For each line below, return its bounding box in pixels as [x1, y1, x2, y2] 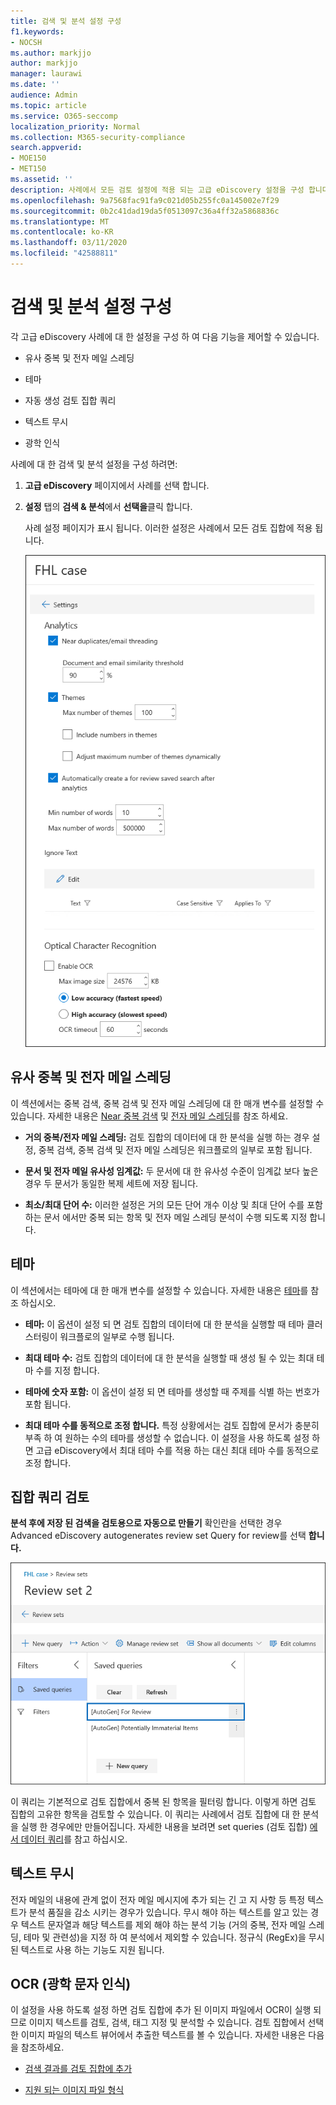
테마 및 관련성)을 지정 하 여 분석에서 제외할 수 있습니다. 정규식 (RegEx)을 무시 [23, 1931, 325, 1943]
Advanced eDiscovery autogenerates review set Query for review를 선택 [10, 1530, 307, 1542]
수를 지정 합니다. [35, 1364, 100, 1376]
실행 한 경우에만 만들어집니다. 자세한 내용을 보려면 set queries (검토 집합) [20, 1820, 308, 1832]
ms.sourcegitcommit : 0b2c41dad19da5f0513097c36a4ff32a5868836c [10, 206, 280, 216]
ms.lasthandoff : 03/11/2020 [10, 238, 128, 248]
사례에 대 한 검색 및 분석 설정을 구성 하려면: [10, 458, 178, 470]
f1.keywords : [10, 26, 65, 37]
